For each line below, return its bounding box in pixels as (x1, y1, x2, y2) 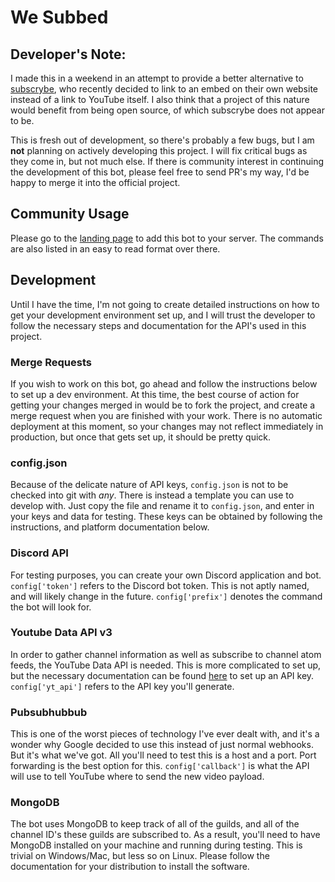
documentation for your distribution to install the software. (10, 861, 250, 873)
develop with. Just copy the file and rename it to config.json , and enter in (10, 500, 315, 512)
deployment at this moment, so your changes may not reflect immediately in (10, 420, 324, 432)
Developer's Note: (10, 46, 127, 63)
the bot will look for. (10, 601, 92, 613)
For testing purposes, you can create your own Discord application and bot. (10, 569, 322, 581)
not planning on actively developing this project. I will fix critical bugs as (10, 145, 308, 156)
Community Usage (10, 206, 130, 223)
